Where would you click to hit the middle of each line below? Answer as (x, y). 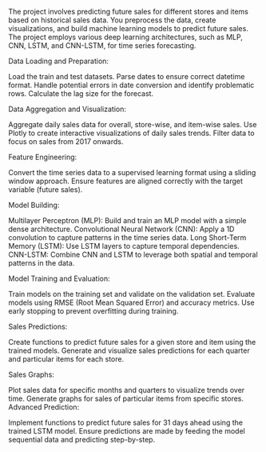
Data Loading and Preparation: (59, 61)
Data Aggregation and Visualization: (67, 109)
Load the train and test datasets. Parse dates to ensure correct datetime (127, 76)
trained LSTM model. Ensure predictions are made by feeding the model (127, 431)
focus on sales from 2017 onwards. (66, 142)
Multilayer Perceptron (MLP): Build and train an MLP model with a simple (127, 220)
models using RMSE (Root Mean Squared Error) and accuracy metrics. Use (131, 302)
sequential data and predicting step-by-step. (82, 440)
